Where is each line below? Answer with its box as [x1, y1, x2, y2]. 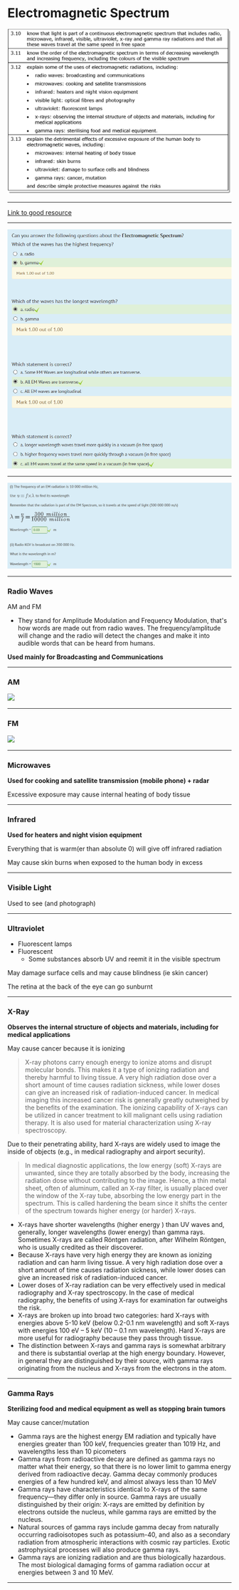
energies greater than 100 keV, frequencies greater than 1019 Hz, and [17, 1440, 221, 1448]
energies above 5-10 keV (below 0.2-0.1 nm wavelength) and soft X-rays [17, 1319, 230, 1327]
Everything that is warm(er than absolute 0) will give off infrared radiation [7, 845, 223, 853]
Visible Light [7, 883, 52, 893]
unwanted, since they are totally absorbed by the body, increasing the [24, 1169, 230, 1177]
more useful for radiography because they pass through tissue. [17, 1334, 203, 1342]
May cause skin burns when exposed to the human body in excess [7, 858, 203, 867]
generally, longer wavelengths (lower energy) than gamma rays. [17, 1228, 205, 1236]
